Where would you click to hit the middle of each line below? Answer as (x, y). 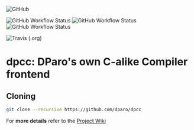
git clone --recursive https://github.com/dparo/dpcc (74, 109)
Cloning (21, 96)
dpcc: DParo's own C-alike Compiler (97, 62)
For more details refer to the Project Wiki (56, 121)
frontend (28, 74)
